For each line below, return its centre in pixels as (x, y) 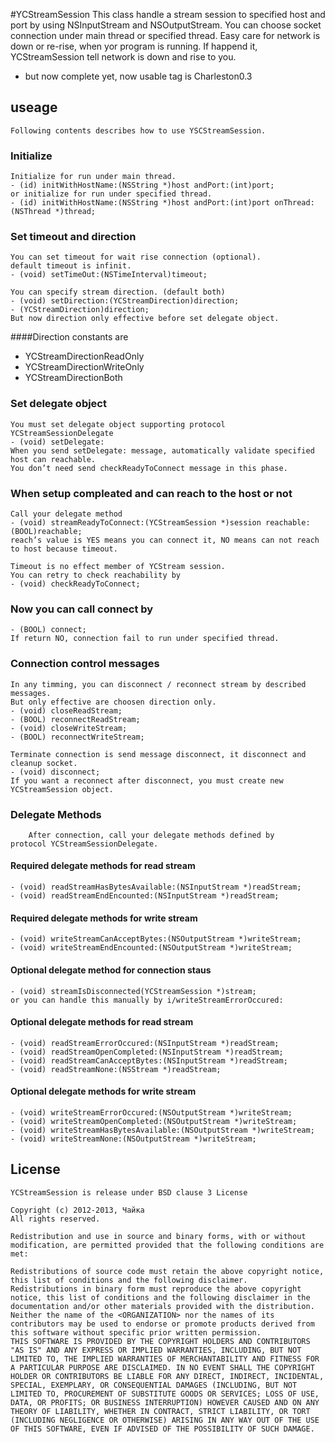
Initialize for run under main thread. (93, 177)
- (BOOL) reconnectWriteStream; (77, 737)
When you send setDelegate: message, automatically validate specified (162, 450)
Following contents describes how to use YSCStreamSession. (138, 130)
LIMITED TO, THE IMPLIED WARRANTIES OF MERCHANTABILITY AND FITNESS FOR (165, 1359)
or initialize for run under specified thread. (111, 194)
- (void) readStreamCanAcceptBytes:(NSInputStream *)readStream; (149, 1060)
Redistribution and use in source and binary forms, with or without (158, 1236)
